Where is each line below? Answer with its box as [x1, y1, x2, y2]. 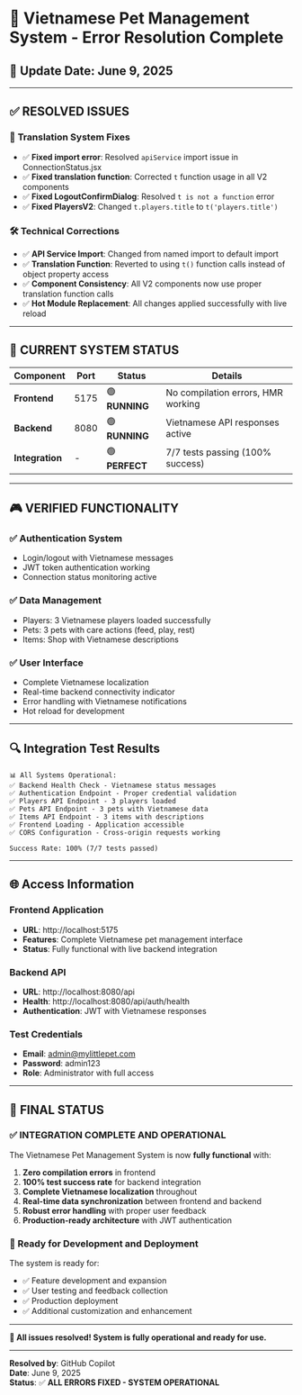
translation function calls [22, 288, 114, 299]
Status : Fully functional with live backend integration [22, 943, 218, 954]
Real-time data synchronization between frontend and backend [22, 1195, 262, 1206]
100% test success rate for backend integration [22, 1176, 202, 1187]
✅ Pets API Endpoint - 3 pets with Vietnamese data [9, 804, 209, 813]
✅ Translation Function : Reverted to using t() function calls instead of [22, 258, 286, 269]
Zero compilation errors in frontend [22, 1166, 155, 1178]
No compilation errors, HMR [165, 386, 283, 399]
